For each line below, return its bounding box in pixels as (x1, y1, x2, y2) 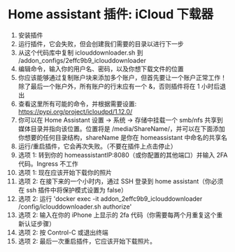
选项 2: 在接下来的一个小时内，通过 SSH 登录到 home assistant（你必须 (17, 176, 224, 185)
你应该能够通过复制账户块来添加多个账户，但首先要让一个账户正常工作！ (17, 73, 227, 81)
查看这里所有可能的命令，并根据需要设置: (17, 99, 137, 108)
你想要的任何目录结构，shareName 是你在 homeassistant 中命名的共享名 (17, 133, 228, 141)
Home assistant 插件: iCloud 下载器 (8, 6, 214, 22)
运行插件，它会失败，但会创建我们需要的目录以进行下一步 (17, 39, 184, 48)
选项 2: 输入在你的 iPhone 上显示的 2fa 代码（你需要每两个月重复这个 (17, 211, 217, 219)
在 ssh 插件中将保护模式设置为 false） (17, 185, 128, 194)
